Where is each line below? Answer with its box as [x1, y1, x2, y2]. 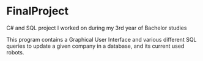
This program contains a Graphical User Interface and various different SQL [6, 36, 197, 43]
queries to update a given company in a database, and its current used [6, 42, 185, 50]
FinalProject [6, 4, 69, 18]
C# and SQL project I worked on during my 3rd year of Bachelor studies [6, 24, 187, 31]
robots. [6, 48, 24, 56]
